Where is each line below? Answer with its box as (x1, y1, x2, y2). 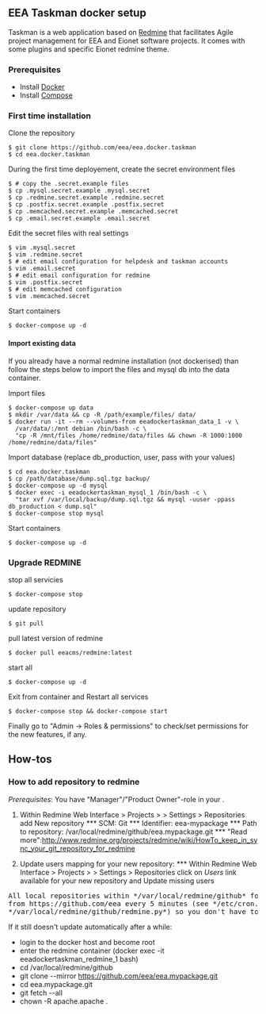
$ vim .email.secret (8, 265, 77, 273)
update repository (8, 604, 66, 613)
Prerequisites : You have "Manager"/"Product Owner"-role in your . (8, 794, 225, 804)
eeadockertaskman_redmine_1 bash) (19, 954, 139, 963)
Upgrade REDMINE (8, 557, 82, 568)
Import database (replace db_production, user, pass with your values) (8, 452, 236, 462)
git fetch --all (19, 988, 63, 997)
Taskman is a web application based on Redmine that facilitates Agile (8, 27, 234, 36)
